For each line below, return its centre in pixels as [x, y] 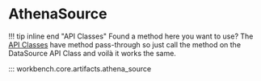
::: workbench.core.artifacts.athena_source [80, 68]
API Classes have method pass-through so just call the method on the [124, 44]
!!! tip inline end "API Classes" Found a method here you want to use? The [131, 36]
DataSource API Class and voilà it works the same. [92, 53]
